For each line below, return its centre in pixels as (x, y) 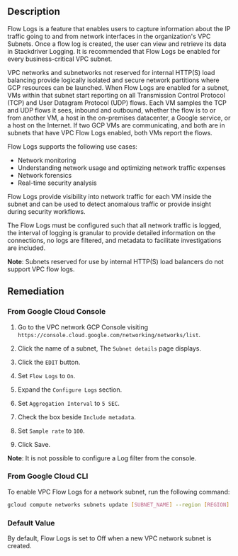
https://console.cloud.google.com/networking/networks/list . (109, 334)
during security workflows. (47, 211)
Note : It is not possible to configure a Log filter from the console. (102, 458)
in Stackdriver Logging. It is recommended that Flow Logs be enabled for (114, 51)
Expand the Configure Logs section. (70, 390)
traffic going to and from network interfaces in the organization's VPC (109, 36)
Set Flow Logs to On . (46, 375)
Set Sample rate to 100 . (51, 431)
